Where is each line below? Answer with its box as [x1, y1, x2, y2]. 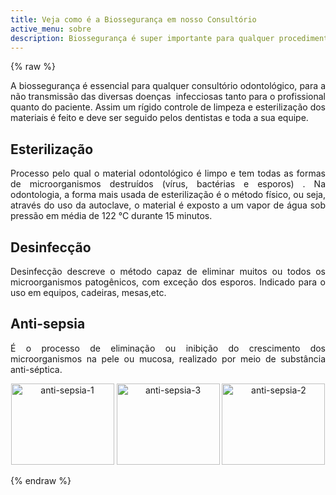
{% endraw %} [10, 474, 72, 486]
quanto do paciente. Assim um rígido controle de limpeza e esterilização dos [10, 101, 326, 113]
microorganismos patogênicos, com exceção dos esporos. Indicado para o [10, 276, 326, 288]
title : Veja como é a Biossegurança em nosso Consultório [10, 14, 257, 25]
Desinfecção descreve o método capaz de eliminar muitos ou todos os [10, 266, 326, 277]
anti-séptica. [10, 363, 63, 375]
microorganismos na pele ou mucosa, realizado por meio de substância [10, 352, 326, 365]
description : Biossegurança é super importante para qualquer [10, 33, 275, 43]
